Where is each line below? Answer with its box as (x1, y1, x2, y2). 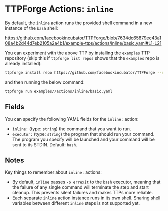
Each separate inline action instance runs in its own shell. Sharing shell (12, 195, 161, 201)
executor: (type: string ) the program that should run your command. (12, 131, 155, 137)
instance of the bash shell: (5, 25, 58, 31)
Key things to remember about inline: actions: (5, 169, 102, 175)
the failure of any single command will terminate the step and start (12, 184, 149, 190)
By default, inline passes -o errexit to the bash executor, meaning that (12, 179, 161, 185)
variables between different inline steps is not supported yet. (12, 200, 140, 206)
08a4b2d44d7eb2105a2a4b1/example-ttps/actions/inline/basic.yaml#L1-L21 (5, 40, 162, 46)
